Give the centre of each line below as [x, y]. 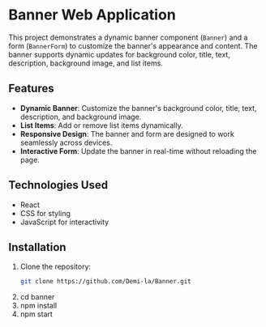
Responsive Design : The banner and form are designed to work [127, 134]
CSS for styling [45, 213]
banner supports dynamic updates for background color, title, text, [120, 54]
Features [31, 89]
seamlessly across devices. [66, 142]
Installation [37, 247]
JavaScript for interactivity [64, 222]
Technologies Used [58, 185]
